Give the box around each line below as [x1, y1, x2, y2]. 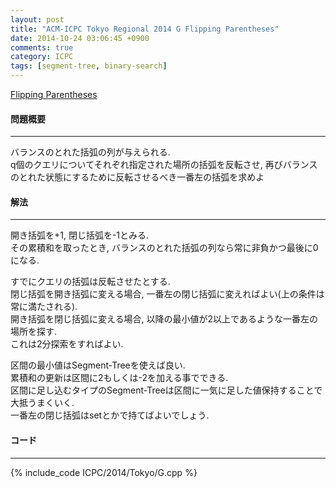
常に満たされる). [10, 301, 78, 313]
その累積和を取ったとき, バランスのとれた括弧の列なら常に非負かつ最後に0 [10, 242, 319, 254]
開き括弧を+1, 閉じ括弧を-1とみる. [10, 229, 150, 241]
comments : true [10, 42, 74, 53]
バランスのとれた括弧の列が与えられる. [10, 146, 171, 158]
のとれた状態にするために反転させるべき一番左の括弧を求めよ [10, 171, 265, 183]
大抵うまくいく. [10, 397, 75, 409]
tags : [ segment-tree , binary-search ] [10, 61, 168, 71]
